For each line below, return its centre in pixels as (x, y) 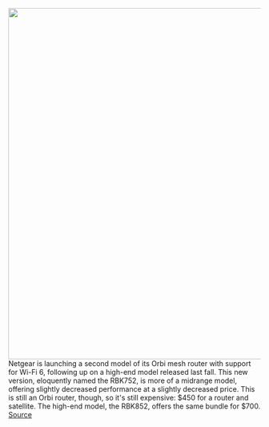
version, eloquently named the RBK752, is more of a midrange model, (123, 380)
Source (20, 415)
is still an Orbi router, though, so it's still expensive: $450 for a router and (128, 398)
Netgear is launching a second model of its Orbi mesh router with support (130, 364)
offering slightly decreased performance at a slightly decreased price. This (132, 389)
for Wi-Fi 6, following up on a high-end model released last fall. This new (128, 372)
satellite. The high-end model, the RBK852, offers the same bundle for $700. (134, 406)
